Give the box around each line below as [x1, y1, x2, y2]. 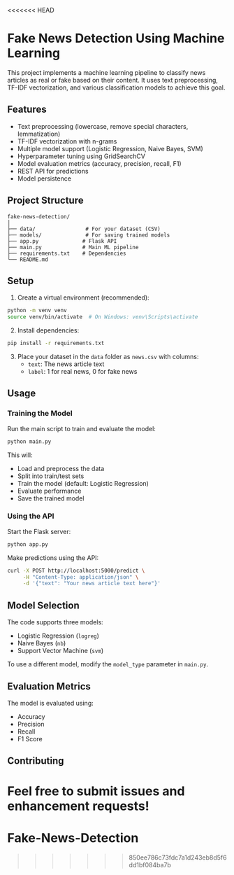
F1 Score [17, 734, 43, 743]
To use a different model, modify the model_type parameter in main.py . [7, 660, 208, 668]
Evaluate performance [17, 486, 82, 495]
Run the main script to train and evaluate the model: [7, 424, 156, 433]
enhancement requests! [7, 798, 149, 814]
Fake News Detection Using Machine [7, 31, 225, 46]
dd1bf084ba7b [129, 860, 171, 869]
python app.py [7, 540, 49, 548]
